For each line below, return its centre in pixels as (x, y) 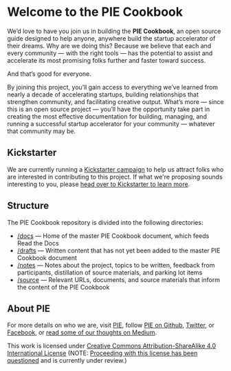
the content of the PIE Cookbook (63, 287)
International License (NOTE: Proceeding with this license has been (102, 353)
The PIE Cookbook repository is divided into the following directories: (105, 222)
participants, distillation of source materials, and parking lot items (110, 272)
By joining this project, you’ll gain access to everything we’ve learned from (113, 87)
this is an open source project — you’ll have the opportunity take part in (109, 109)
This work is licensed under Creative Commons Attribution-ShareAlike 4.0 (112, 346)
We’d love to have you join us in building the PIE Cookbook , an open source (114, 31)
